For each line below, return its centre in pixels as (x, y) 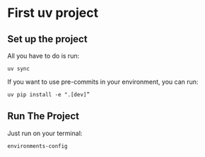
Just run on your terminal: (45, 133)
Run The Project (43, 117)
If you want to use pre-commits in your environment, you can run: (103, 82)
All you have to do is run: (43, 56)
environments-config (38, 146)
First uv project (53, 13)
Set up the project (47, 39)
